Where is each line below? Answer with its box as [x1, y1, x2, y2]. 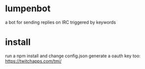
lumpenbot [5, 3, 51, 14]
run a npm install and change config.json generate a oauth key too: [5, 53, 141, 59]
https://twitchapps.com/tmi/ [5, 58, 62, 64]
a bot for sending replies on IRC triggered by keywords [5, 19, 116, 25]
